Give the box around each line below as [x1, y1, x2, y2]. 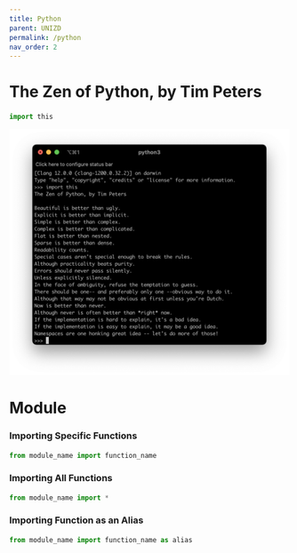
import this [9, 112, 53, 122]
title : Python [9, 14, 62, 23]
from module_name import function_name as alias [9, 535, 193, 544]
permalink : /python [9, 33, 82, 42]
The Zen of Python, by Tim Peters [9, 82, 262, 102]
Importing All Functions [9, 472, 113, 485]
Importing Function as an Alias [9, 514, 144, 526]
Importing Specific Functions [9, 429, 138, 442]
